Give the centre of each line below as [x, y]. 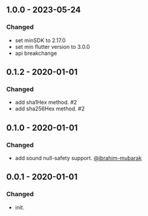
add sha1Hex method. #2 [46, 103]
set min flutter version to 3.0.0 [53, 46]
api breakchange [36, 53]
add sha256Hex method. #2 [50, 109]
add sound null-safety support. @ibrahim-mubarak [78, 158]
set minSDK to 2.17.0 [40, 40]
